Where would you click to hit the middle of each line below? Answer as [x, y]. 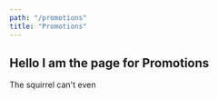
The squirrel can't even [53, 85]
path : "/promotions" [49, 18]
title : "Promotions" [49, 26]
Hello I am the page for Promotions [109, 63]
